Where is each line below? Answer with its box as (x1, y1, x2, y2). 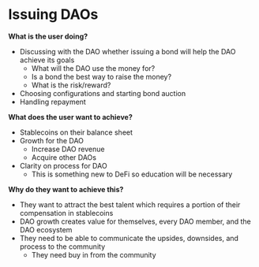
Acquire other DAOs (31, 152, 97, 162)
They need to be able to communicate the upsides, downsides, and (19, 233, 239, 243)
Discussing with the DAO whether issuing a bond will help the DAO (19, 46, 236, 56)
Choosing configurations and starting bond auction (19, 88, 186, 98)
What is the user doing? (8, 32, 88, 41)
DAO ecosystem (19, 224, 73, 234)
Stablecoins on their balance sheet (19, 128, 133, 137)
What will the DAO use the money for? (31, 63, 156, 72)
